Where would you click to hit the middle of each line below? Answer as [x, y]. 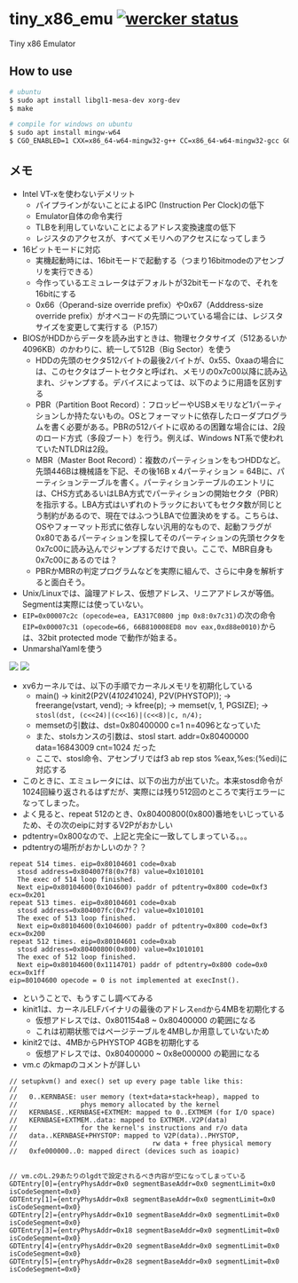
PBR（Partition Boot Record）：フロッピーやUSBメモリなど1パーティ [159, 405]
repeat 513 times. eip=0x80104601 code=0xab [93, 902]
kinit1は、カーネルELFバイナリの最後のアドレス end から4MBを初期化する [153, 1009]
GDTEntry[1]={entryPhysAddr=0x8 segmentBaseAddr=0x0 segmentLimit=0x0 [142, 1199]
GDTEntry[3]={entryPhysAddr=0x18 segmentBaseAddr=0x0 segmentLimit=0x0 [144, 1230]
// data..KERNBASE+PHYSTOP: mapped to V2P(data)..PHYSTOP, [125, 1136]
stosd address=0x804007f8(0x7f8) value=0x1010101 [110, 871]
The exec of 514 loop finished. [77, 879]
